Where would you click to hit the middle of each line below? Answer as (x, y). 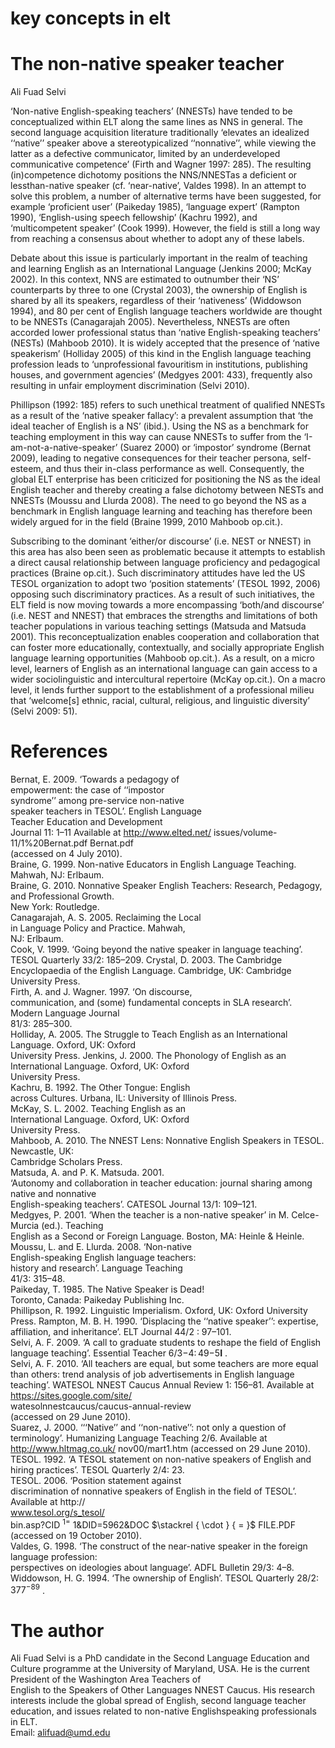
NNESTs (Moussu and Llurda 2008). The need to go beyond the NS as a (158, 501)
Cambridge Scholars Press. (66, 1162)
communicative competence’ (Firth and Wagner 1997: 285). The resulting (161, 164)
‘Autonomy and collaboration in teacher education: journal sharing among (161, 1183)
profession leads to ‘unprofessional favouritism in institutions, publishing (159, 364)
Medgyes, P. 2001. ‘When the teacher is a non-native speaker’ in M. (150, 1215)
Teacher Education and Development (86, 822)
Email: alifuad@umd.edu (60, 1733)
